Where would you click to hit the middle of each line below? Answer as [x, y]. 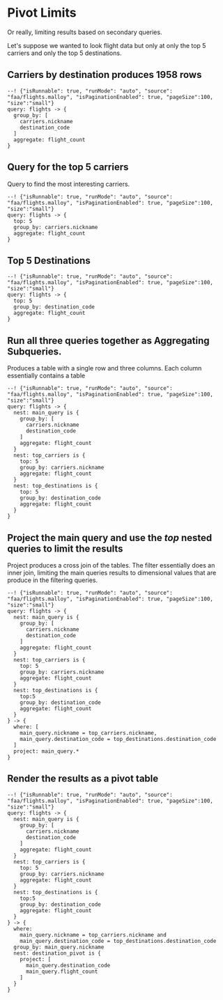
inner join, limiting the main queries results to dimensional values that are [112, 573]
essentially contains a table [46, 376]
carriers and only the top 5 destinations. [64, 53]
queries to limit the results [65, 548]
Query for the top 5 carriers [68, 167]
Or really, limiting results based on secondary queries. [85, 32]
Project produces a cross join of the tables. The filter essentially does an [111, 565]
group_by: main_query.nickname [59, 947]
